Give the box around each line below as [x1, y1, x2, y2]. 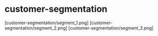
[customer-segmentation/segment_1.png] [4, 20, 89, 26]
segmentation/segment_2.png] [4, 25, 67, 31]
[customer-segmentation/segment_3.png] [68, 25, 154, 31]
